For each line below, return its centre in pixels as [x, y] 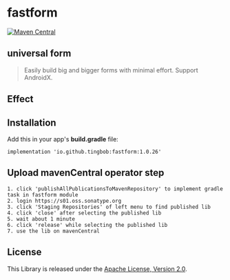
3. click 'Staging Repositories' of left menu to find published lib [109, 207]
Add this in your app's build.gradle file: [63, 139]
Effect [20, 99]
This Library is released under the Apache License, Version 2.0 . [97, 269]
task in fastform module [43, 194]
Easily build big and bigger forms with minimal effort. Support [111, 70]
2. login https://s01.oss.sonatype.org [64, 201]
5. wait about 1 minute [41, 219]
